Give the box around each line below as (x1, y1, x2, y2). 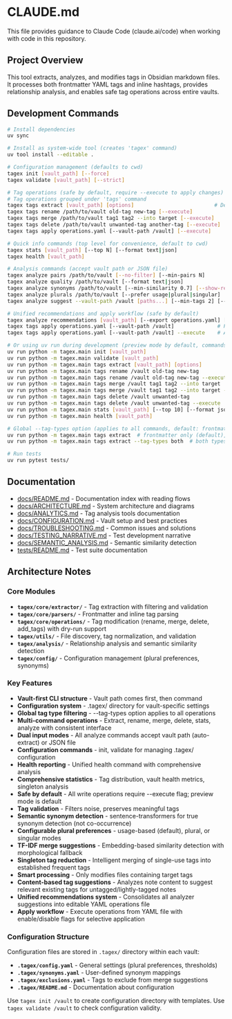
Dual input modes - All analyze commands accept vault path (17, 731, 191, 739)
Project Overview (7, 55, 84, 66)
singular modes (17, 834, 61, 842)
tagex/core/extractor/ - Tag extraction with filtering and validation (17, 603, 209, 611)
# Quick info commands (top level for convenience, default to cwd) (7, 240, 209, 247)
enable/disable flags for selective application (17, 915, 145, 923)
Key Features (7, 679, 53, 688)
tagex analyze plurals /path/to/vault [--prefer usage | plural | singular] (7, 291, 221, 298)
